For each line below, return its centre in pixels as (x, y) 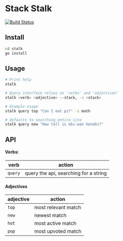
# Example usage (21, 106)
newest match (50, 216)
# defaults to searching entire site (43, 120)
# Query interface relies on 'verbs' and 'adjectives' (62, 93)
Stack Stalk (29, 9)
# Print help (18, 80)
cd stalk (14, 49)
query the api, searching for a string (66, 173)
